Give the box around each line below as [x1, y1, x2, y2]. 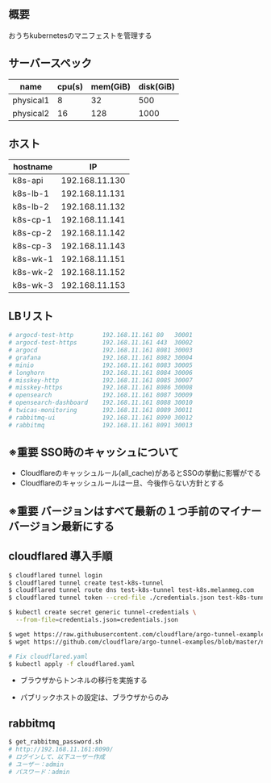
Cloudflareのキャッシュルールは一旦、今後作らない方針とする [19, 478, 224, 488]
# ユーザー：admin [8, 760, 65, 768]
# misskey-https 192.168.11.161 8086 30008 [8, 384, 194, 392]
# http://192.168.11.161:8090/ [8, 745, 114, 754]
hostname [13, 161, 53, 173]
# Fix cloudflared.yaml [8, 652, 89, 660]
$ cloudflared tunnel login [8, 571, 103, 579]
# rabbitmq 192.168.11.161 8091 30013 [8, 421, 194, 429]
